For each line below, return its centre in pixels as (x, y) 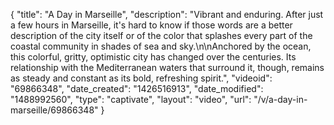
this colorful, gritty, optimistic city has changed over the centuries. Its (153, 57)
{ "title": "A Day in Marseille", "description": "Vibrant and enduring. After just (167, 14)
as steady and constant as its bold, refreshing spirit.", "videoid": (141, 78)
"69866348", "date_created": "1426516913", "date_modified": (137, 88)
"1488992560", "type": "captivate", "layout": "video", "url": (131, 99)
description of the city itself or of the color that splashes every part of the (161, 35)
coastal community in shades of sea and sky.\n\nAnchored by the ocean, (161, 46)
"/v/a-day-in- (280, 99)
